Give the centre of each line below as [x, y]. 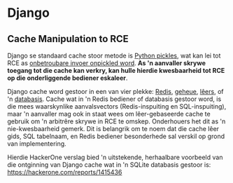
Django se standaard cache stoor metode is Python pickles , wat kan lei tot [114, 55]
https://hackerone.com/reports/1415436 [65, 172]
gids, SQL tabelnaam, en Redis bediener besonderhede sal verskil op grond [116, 136]
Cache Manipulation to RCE [68, 39]
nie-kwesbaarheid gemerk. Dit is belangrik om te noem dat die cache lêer [113, 129]
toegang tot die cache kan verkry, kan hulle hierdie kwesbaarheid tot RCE [116, 70]
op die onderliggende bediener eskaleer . [68, 78]
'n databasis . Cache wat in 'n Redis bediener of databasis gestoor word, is [114, 99]
